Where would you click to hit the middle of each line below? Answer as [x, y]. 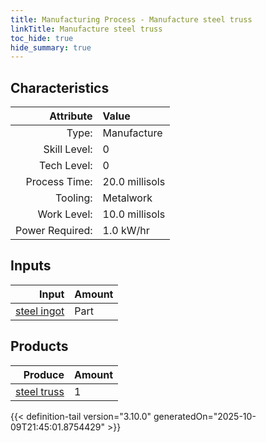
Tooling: [74, 198]
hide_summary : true [51, 47]
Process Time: [59, 182]
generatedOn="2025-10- [205, 416]
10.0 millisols [134, 214]
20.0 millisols [134, 182]
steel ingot [40, 311]
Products [39, 346]
